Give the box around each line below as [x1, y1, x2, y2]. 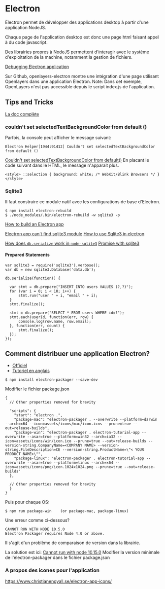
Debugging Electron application [5, 64, 69, 70]
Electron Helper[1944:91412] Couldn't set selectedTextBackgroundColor [5, 144, 155, 149]
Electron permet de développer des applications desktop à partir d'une [5, 19, 149, 25]
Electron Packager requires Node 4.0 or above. [5, 531, 105, 536]
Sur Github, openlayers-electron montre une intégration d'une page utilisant [5, 73, 159, 79]
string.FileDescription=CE [5, 447, 61, 452]
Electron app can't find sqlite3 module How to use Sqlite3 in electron [5, 231, 145, 237]
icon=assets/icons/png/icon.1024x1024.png [5, 465, 94, 470]
